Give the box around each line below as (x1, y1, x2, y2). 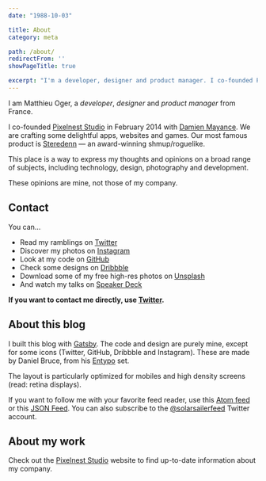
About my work (8, 434, 85, 448)
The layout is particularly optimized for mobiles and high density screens (8, 371, 245, 380)
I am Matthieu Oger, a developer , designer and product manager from (8, 98, 236, 108)
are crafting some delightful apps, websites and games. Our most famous (8, 130, 248, 139)
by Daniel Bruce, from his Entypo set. (8, 356, 130, 365)
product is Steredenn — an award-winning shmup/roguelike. (8, 139, 206, 148)
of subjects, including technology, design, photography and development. (8, 162, 249, 172)
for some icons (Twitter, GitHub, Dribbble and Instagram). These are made (8, 347, 250, 357)
